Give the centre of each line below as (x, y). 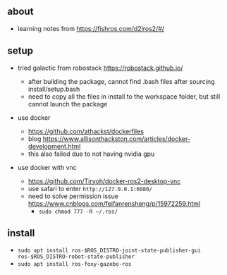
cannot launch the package (68, 104)
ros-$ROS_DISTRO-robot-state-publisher (76, 257)
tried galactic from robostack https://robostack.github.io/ (100, 68)
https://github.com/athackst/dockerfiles (86, 131)
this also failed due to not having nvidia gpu (91, 154)
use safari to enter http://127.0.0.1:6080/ (90, 188)
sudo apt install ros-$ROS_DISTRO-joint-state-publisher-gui (109, 251)
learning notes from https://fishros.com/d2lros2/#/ (91, 28)
